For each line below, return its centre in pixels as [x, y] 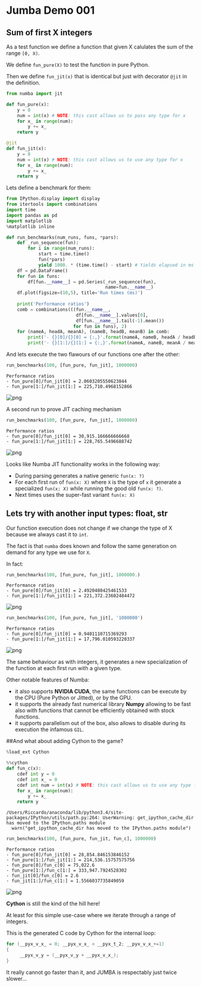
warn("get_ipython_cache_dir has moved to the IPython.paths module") [101, 829]
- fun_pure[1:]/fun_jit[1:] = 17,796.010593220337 [71, 639]
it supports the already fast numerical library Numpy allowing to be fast [103, 704]
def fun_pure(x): [28, 104]
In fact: [15, 564]
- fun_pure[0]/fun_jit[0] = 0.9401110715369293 [67, 634]
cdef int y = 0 [36, 774]
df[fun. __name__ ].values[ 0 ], [112, 315]
